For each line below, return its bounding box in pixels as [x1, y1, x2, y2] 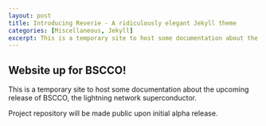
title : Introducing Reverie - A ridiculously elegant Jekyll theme [8, 19, 237, 27]
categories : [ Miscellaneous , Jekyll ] [8, 26, 134, 34]
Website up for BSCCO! [8, 63, 127, 77]
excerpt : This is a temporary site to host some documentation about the [8, 33, 259, 42]
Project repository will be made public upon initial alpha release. [8, 108, 218, 118]
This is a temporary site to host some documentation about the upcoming [8, 85, 249, 94]
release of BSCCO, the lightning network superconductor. [8, 93, 198, 103]
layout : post [8, 11, 52, 20]
